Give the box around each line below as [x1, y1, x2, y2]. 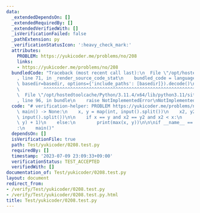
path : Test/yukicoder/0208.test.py [11, 141, 100, 148]
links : [17, 58, 33, 64]
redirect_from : [6, 181, 44, 187]
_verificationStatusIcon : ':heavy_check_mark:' [11, 42, 132, 48]
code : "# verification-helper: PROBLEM [11, 103, 111, 109]
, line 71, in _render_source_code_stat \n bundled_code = [17, 75, 171, 81]
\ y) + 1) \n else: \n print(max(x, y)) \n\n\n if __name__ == [17, 120, 193, 126]
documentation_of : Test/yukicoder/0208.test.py [6, 169, 127, 176]
